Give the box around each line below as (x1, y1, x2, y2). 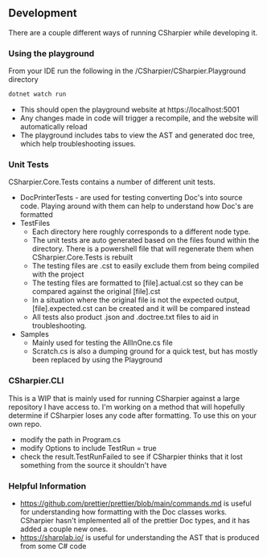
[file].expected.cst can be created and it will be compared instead (31, 304, 251, 313)
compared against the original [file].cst (31, 287, 161, 297)
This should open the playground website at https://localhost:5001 (19, 104, 240, 114)
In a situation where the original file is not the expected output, (31, 295, 240, 305)
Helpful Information (8, 480, 87, 491)
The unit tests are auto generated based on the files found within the (31, 235, 260, 245)
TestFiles (19, 219, 51, 228)
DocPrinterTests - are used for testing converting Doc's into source (19, 193, 243, 203)
